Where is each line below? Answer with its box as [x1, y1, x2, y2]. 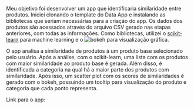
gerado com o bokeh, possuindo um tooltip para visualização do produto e [6, 79, 187, 86]
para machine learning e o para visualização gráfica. [19, 36, 169, 43]
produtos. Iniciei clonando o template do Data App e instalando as [6, 11, 166, 18]
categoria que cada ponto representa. [6, 85, 98, 91]
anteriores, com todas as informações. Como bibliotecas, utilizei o [6, 30, 166, 37]
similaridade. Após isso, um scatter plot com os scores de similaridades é [6, 73, 184, 79]
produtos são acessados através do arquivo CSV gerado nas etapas [6, 23, 171, 30]
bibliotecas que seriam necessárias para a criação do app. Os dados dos [6, 18, 183, 24]
